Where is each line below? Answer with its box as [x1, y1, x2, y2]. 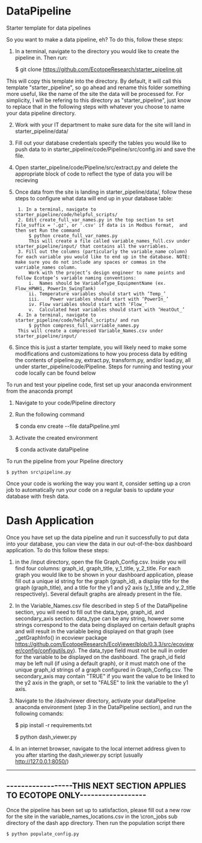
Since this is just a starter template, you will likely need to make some [14, 343, 187, 351]
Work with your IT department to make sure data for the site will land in [14, 121, 191, 128]
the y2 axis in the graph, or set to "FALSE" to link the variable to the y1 [14, 679, 188, 686]
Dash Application [6, 514, 94, 527]
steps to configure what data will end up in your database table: [14, 194, 173, 202]
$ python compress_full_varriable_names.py [28, 322, 139, 328]
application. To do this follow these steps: [6, 546, 109, 553]
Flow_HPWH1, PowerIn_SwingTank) [14, 285, 96, 291]
